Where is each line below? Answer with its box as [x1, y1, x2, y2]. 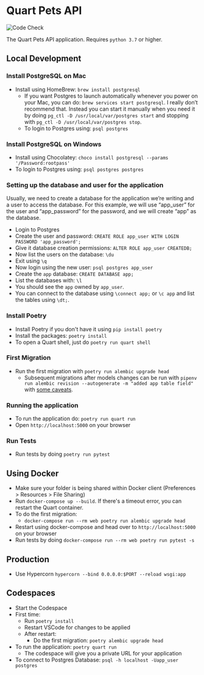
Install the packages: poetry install [15, 332, 107, 339]
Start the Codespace [15, 604, 68, 611]
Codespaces [6, 588, 56, 599]
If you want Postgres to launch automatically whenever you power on [24, 92, 198, 100]
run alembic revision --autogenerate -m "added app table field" [24, 380, 194, 387]
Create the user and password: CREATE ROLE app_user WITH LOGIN [15, 233, 179, 240]
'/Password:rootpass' [15, 160, 70, 166]
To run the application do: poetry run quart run [15, 415, 136, 422]
